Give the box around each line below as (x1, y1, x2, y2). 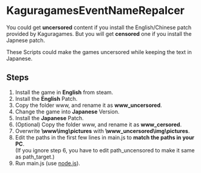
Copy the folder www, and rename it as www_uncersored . (15, 101, 162, 109)
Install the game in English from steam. (15, 89, 114, 96)
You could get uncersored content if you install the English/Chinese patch (6, 24, 192, 31)
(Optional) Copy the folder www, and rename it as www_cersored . (15, 121, 182, 128)
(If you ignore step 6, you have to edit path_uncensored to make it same (15, 146, 195, 154)
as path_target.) (15, 153, 55, 160)
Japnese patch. (6, 36, 46, 44)
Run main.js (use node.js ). (15, 159, 81, 167)
